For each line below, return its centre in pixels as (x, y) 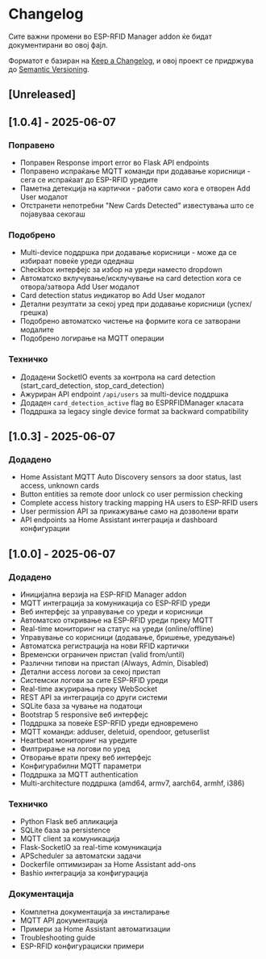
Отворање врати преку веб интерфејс (85, 757)
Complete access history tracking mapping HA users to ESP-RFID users (139, 503)
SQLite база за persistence (65, 830)
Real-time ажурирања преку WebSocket (89, 689)
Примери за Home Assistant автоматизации (95, 928)
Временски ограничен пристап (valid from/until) (102, 654)
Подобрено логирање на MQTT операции (92, 338)
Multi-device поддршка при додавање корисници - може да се (128, 253)
